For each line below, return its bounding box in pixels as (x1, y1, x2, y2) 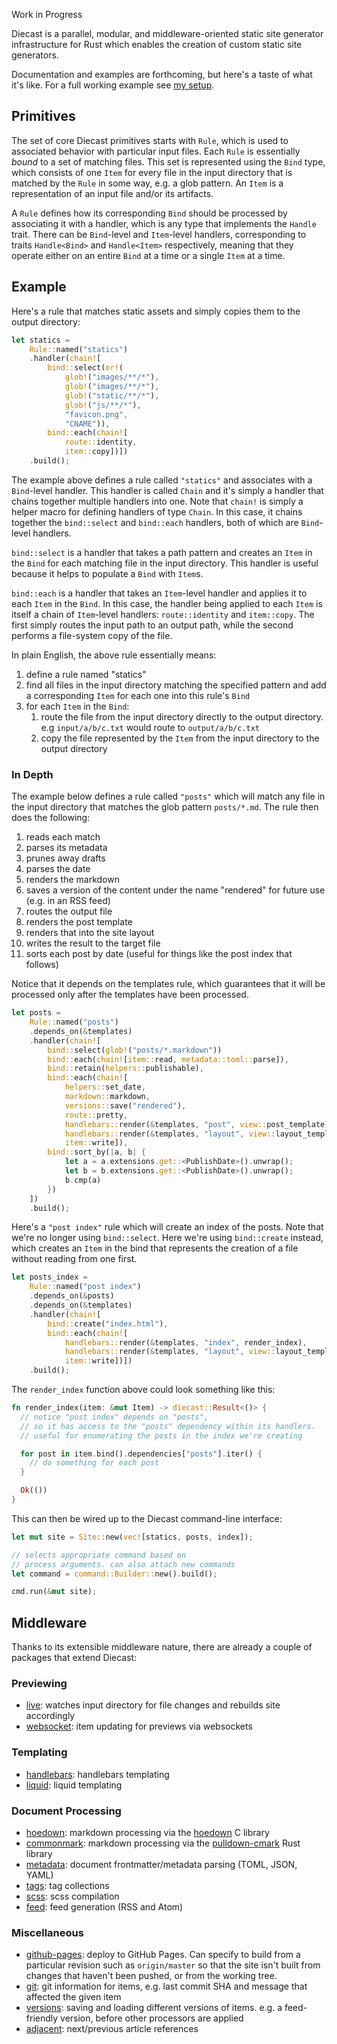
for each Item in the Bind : (25, 700, 130, 712)
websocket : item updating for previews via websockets (25, 1720, 253, 1733)
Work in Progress (11, 9, 83, 20)
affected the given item (25, 1991, 122, 2003)
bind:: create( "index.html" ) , (47, 1319, 169, 1329)
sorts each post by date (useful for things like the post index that (25, 948, 293, 960)
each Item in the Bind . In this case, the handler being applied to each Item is (11, 597, 323, 609)
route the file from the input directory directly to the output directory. (40, 710, 324, 723)
